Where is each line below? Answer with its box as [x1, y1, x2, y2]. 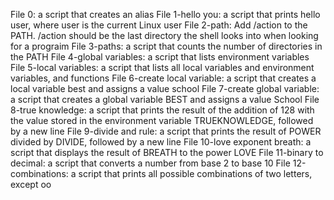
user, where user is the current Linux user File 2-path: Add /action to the [10, 19, 308, 31]
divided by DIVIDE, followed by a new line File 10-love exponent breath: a [10, 136, 312, 148]
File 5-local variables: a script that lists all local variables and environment [10, 62, 315, 73]
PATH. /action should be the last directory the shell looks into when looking [10, 30, 319, 41]
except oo [10, 179, 52, 190]
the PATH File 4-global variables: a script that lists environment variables [10, 51, 310, 63]
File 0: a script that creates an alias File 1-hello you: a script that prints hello [10, 9, 321, 20]
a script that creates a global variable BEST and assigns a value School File [10, 94, 320, 105]
